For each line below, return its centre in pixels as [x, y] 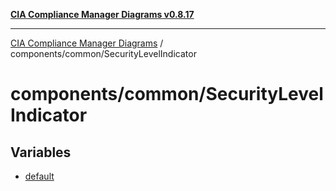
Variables [41, 152]
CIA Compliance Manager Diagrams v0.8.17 [102, 14]
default [39, 176]
